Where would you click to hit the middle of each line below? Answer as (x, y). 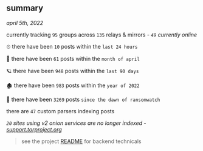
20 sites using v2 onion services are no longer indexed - (76, 123)
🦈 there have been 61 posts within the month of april (73, 58)
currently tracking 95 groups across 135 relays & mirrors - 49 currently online (102, 35)
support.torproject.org (34, 129)
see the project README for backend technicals (81, 141)
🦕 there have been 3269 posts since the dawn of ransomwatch (83, 99)
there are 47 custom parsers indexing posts (60, 111)
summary (25, 8)
